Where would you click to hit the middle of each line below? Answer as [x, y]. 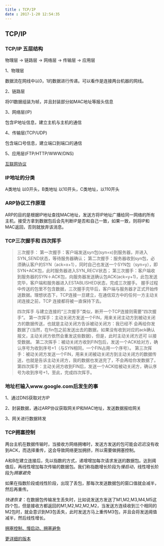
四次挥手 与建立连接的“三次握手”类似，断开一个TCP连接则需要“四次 [85, 312]
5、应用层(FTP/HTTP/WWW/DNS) [40, 154]
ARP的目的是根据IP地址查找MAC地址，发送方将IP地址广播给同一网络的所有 [80, 215]
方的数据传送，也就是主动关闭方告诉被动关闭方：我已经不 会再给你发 [86, 324]
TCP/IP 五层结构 [24, 48]
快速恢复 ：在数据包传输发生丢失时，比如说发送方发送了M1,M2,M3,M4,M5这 [81, 499]
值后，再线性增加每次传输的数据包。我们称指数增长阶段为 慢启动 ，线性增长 [80, 466]
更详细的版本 [18, 538]
